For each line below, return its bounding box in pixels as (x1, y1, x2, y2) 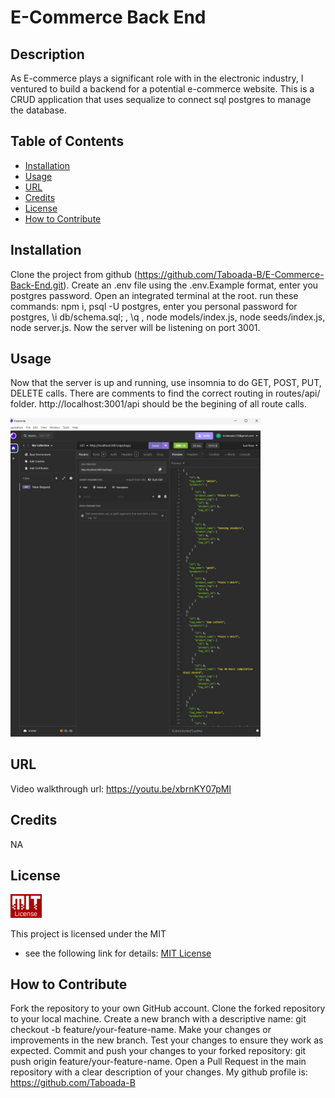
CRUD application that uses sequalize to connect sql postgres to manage (10, 94, 312, 105)
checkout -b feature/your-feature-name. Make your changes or (10, 1024, 272, 1036)
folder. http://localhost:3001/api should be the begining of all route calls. (10, 398, 308, 410)
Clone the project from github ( (10, 268, 138, 280)
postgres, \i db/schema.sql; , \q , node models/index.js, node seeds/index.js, (10, 311, 326, 323)
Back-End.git (10, 279, 64, 291)
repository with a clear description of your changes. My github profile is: (10, 1066, 308, 1078)
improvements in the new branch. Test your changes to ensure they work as (10, 1034, 324, 1046)
